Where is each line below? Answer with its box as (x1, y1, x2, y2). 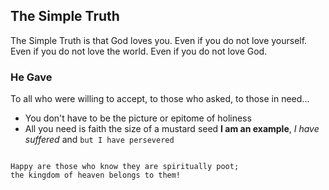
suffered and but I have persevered (24, 134, 175, 146)
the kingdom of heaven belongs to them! (10, 170, 182, 181)
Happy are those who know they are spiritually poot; (10, 162, 240, 172)
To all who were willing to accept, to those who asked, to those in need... (10, 93, 310, 105)
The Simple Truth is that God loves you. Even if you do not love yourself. (10, 34, 308, 46)
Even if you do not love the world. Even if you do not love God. (10, 45, 268, 57)
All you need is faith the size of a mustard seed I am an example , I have (24, 123, 320, 135)
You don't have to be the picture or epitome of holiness (24, 112, 252, 124)
